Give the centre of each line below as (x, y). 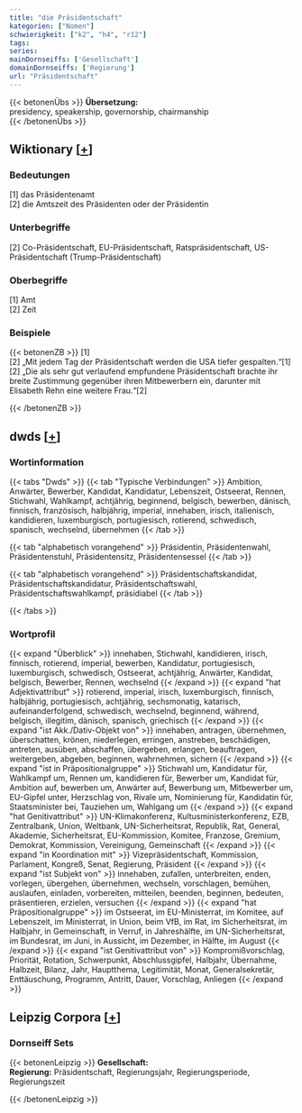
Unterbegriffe (40, 228)
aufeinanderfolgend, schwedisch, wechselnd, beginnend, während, (134, 711)
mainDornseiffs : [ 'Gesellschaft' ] (74, 59)
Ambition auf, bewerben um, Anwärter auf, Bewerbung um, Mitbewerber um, (151, 788)
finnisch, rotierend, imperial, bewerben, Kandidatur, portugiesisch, (132, 663)
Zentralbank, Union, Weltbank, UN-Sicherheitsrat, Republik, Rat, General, (145, 826)
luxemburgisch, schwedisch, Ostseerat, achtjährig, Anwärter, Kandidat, (141, 673)
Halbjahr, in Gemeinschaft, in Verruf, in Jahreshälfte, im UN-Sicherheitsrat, (147, 931)
